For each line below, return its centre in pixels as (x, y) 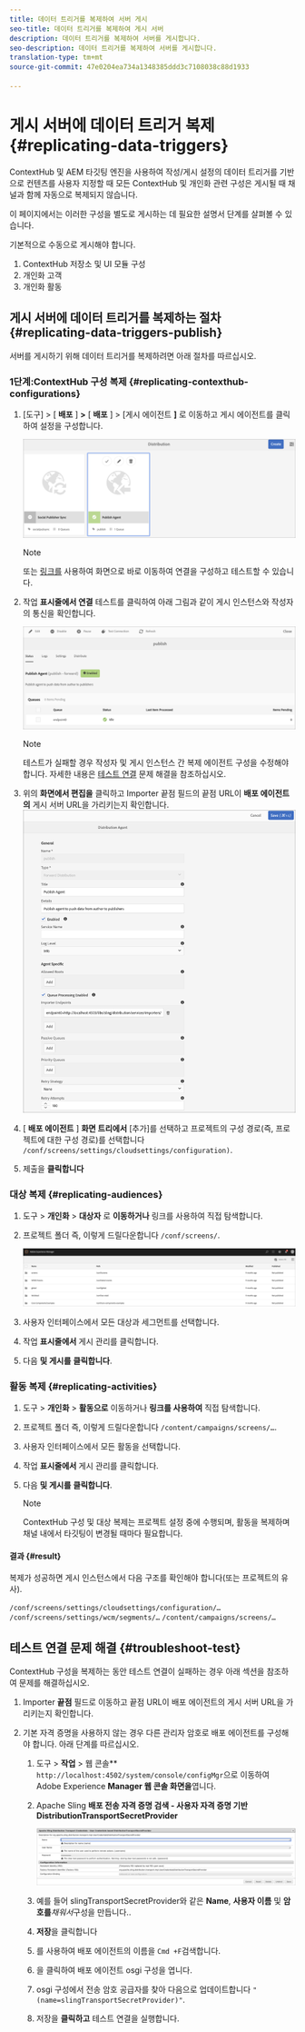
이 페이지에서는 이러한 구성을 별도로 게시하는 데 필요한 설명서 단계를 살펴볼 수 (146, 214)
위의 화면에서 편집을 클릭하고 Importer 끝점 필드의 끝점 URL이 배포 (140, 793)
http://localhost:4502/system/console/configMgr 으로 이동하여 (153, 1774)
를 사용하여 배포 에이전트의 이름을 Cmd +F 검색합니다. (128, 1950)
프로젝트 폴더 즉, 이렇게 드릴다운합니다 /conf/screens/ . (121, 1235)
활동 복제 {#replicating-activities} (84, 1386)
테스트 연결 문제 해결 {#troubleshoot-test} (125, 1648)
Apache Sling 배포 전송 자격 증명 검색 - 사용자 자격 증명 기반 (142, 1805)
